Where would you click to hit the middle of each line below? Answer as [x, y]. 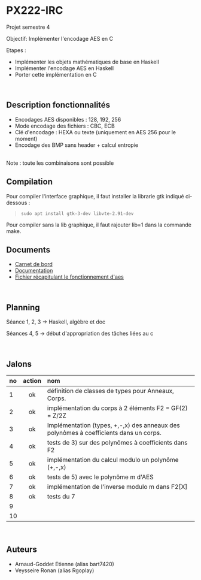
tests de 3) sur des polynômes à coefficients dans [117, 442]
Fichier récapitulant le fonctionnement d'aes [69, 277]
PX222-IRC [35, 10]
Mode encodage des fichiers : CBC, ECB [65, 126]
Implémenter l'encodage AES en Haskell [64, 68]
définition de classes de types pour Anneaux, [111, 391]
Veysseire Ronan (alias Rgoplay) [54, 570]
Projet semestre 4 [28, 27]
